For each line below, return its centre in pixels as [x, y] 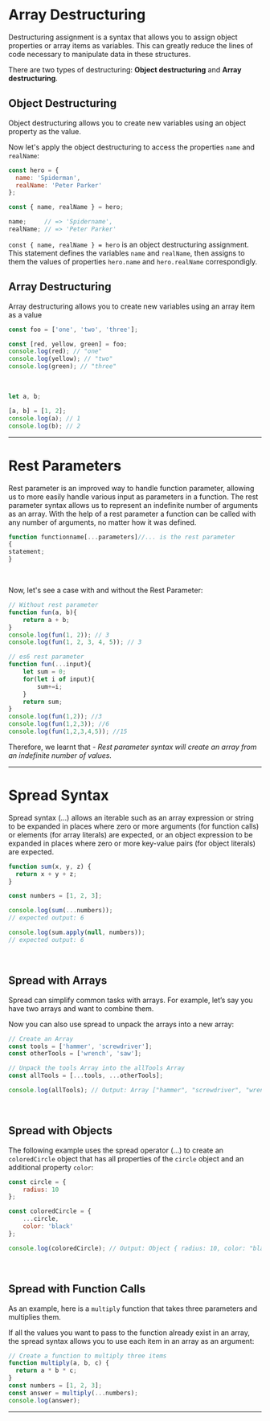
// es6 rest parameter [46, 657]
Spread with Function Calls [77, 1289]
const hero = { [34, 170]
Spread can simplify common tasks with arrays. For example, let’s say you [131, 1000]
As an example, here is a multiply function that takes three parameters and [133, 1308]
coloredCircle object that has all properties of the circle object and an [126, 1158]
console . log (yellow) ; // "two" [61, 359]
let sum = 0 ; [45, 672]
